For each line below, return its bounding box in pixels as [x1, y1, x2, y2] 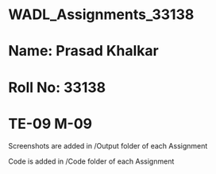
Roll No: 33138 [8, 78, 106, 96]
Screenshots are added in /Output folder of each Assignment [8, 141, 208, 150]
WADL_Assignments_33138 [8, 6, 195, 24]
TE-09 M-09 [8, 114, 93, 133]
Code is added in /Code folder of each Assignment [8, 157, 175, 166]
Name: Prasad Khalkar [8, 42, 159, 60]
